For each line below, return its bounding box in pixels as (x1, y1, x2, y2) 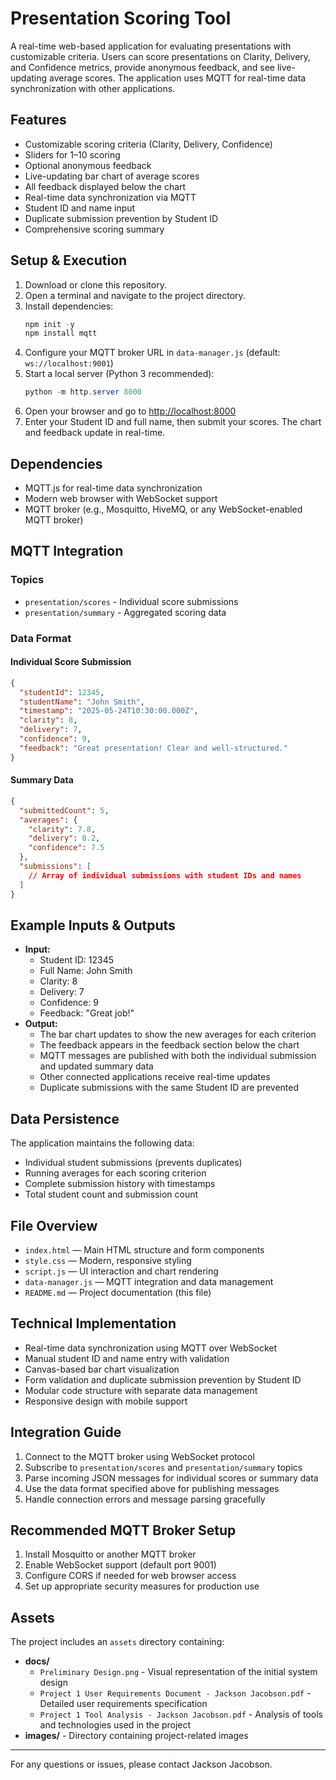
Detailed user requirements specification (39, 1698, 208, 1710)
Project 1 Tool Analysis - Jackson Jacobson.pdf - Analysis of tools (39, 1708, 323, 1721)
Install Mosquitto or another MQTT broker (24, 1548, 197, 1561)
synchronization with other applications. (10, 82, 176, 94)
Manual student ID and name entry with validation (24, 1352, 230, 1364)
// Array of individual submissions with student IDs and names (28, 870, 302, 881)
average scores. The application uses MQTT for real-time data (49, 72, 307, 84)
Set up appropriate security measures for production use (24, 1580, 260, 1592)
